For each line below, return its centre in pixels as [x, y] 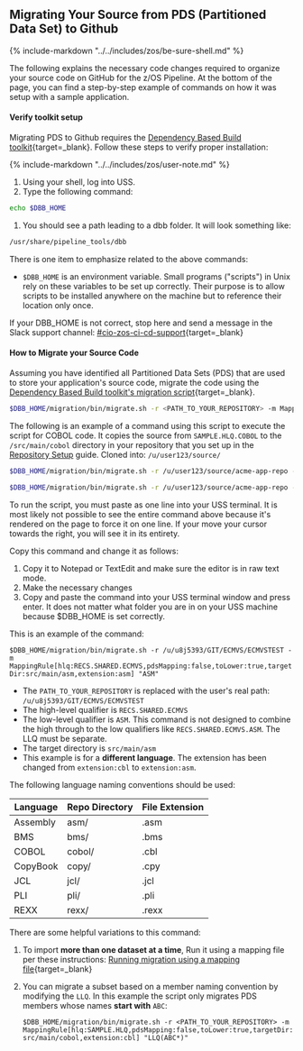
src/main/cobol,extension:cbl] [81, 1037]
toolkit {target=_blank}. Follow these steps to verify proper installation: [139, 147]
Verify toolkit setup [46, 117]
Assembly [35, 822]
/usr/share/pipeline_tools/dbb [68, 242]
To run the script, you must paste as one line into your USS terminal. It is [143, 505]
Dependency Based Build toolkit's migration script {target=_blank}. [132, 392]
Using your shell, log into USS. [79, 182]
